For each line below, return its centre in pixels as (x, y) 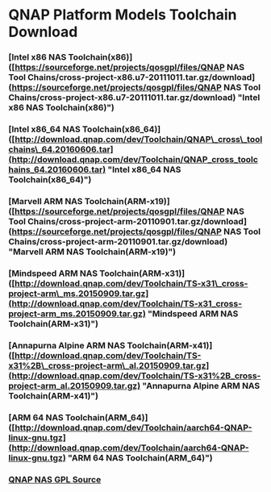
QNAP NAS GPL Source (55, 479)
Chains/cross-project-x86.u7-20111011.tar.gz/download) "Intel (134, 98)
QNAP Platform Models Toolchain (123, 15)
